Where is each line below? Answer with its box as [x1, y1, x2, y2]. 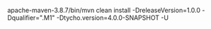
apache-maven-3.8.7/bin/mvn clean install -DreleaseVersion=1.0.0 [7, 6, 200, 14]
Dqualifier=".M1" [7, 13, 55, 22]
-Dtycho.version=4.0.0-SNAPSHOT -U [56, 13, 169, 22]
